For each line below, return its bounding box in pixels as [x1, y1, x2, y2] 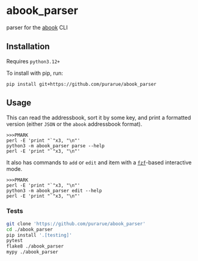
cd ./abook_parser [6, 226, 53, 232]
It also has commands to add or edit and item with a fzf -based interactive [6, 159, 192, 166]
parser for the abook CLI [6, 24, 68, 31]
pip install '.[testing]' [6, 232, 72, 238]
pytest [6, 238, 23, 244]
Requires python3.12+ [6, 57, 60, 64]
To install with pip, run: [6, 69, 63, 77]
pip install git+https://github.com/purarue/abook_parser [6, 81, 157, 87]
